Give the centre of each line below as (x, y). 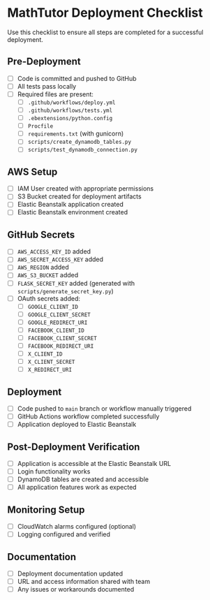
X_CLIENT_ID (45, 354)
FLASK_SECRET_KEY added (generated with (76, 283)
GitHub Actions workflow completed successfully (88, 416)
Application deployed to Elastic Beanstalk (77, 425)
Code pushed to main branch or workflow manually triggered (104, 409)
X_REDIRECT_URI (50, 370)
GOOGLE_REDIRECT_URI (58, 323)
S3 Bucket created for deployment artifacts (79, 196)
